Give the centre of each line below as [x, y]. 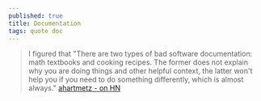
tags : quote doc [36, 31]
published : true [36, 16]
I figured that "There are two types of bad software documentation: [140, 54]
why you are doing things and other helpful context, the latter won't [140, 71]
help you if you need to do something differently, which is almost [136, 80]
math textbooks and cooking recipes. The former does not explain [138, 62]
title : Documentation [45, 23]
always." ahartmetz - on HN [74, 88]
